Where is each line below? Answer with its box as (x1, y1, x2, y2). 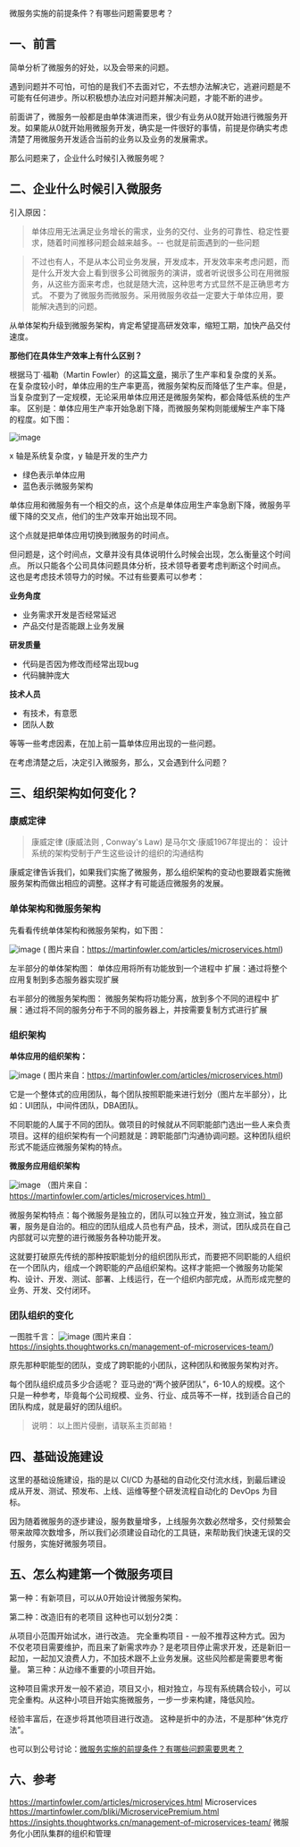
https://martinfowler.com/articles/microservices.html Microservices (9, 1796, 257, 1807)
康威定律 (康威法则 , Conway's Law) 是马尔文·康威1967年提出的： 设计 (30, 836, 288, 848)
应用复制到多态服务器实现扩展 (9, 974, 119, 985)
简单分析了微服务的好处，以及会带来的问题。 (9, 62, 174, 73)
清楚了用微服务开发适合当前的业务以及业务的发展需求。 (9, 133, 212, 144)
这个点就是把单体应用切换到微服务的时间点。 (9, 529, 174, 540)
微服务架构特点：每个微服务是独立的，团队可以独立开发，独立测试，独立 (9, 1210, 275, 1220)
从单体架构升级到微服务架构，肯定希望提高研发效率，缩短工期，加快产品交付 (9, 320, 291, 330)
